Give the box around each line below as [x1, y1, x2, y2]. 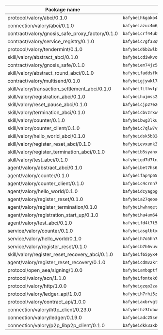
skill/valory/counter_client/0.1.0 [7, 125, 80, 132]
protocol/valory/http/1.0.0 [7, 283, 67, 289]
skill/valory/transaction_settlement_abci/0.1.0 [7, 85, 112, 92]
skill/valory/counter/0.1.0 [7, 117, 65, 123]
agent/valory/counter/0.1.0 [7, 172, 69, 179]
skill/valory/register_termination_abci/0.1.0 [7, 149, 105, 155]
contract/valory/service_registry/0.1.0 [7, 38, 95, 45]
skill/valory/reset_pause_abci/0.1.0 [7, 101, 87, 108]
